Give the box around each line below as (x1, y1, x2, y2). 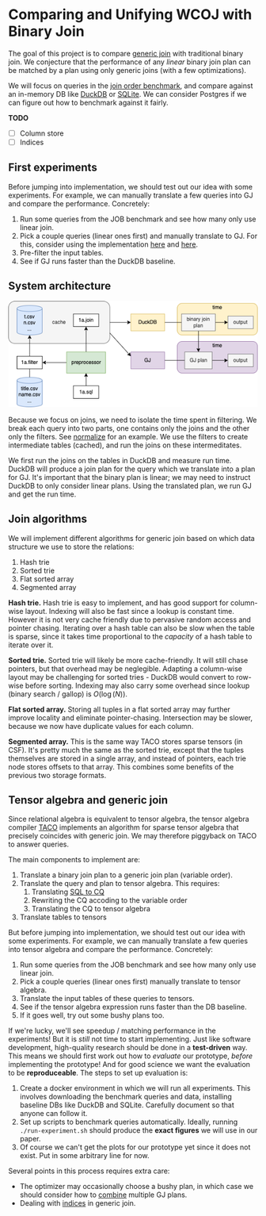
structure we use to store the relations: (8, 542, 135, 551)
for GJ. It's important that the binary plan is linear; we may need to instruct (8, 472, 251, 481)
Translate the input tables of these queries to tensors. (19, 994, 196, 1003)
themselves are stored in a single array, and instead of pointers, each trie (8, 754, 247, 763)
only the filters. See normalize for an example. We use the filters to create (8, 432, 249, 441)
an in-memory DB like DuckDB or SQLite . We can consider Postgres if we (8, 89, 247, 98)
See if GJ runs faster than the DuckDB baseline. (19, 256, 176, 266)
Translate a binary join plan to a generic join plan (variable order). (19, 870, 234, 880)
